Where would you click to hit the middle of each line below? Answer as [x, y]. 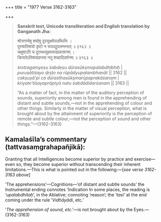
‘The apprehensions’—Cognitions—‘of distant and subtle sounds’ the [75, 184]
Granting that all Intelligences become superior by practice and [69, 159]
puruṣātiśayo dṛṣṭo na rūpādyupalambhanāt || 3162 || [72, 73]
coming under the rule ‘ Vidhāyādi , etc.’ [45, 200]
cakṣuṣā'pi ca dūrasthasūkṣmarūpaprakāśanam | [68, 78]
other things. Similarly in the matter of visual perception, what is [82, 108]
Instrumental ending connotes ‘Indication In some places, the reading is [78, 190]
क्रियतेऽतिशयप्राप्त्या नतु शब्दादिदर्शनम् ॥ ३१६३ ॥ [55, 58]
